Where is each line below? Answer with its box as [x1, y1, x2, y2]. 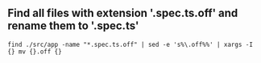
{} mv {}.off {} [7, 48, 62, 56]
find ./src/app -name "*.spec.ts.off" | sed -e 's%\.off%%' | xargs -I [7, 40, 253, 48]
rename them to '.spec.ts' [7, 19, 139, 33]
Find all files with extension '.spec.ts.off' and [7, 6, 238, 20]
